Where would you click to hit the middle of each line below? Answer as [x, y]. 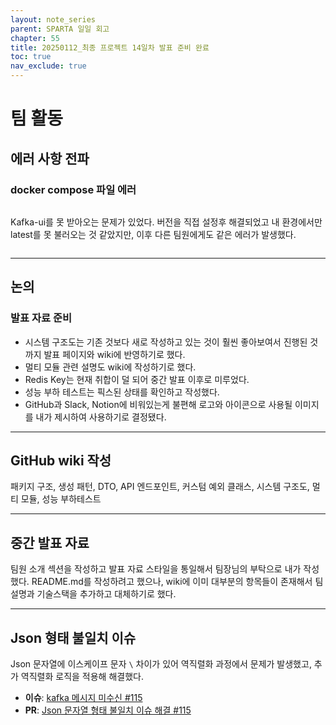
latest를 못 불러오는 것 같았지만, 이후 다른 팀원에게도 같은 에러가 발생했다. [153, 234]
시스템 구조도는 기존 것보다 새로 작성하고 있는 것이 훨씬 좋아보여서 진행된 [166, 342]
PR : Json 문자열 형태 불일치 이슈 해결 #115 [108, 710]
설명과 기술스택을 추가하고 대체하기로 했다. [93, 594]
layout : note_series [53, 19]
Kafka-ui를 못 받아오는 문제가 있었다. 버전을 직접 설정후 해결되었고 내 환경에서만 [166, 222]
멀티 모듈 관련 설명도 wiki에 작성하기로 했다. [110, 367]
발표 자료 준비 [41, 318]
